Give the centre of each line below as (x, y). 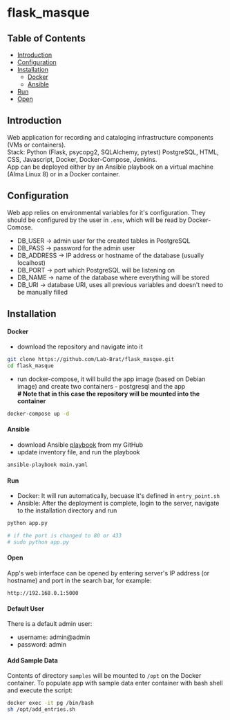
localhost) (31, 262)
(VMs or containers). (37, 145)
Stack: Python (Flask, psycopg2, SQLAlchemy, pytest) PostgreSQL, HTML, (113, 152)
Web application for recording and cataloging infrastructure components (111, 137)
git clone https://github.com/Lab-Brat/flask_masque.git (91, 360)
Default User (26, 608)
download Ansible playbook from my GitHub (80, 445)
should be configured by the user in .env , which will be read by (97, 220)
